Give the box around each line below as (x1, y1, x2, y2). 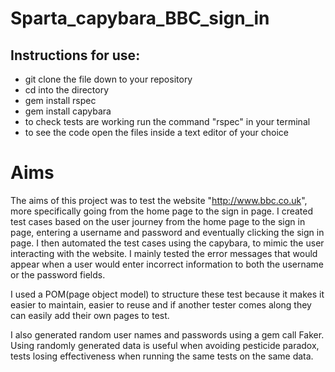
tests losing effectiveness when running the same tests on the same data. (10, 350, 314, 362)
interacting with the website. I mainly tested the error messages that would (10, 247, 318, 259)
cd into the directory (24, 84, 110, 96)
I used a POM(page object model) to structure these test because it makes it (10, 288, 325, 300)
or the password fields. (10, 268, 106, 281)
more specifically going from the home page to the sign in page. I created (10, 205, 314, 217)
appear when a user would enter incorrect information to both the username (10, 258, 324, 270)
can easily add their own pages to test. (10, 309, 170, 321)
